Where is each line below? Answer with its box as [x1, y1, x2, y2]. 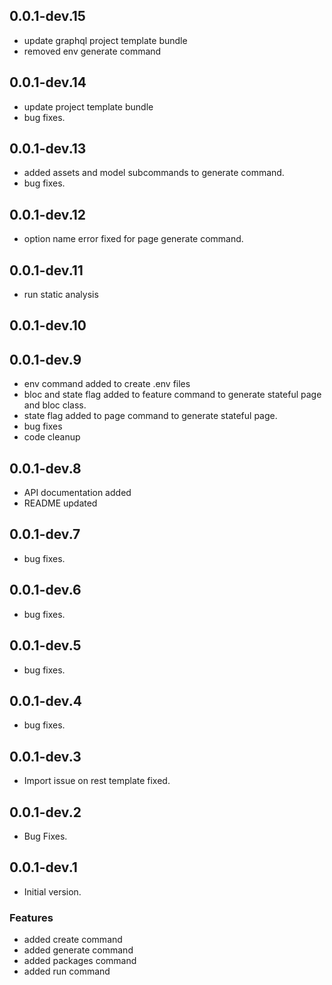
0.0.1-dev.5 [9, 637, 82, 654]
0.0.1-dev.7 [9, 526, 81, 543]
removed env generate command [23, 45, 162, 57]
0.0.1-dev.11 [9, 262, 84, 279]
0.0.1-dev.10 [9, 317, 87, 334]
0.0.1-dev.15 [9, 8, 86, 25]
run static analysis [23, 289, 99, 301]
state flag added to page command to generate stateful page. [23, 410, 278, 422]
